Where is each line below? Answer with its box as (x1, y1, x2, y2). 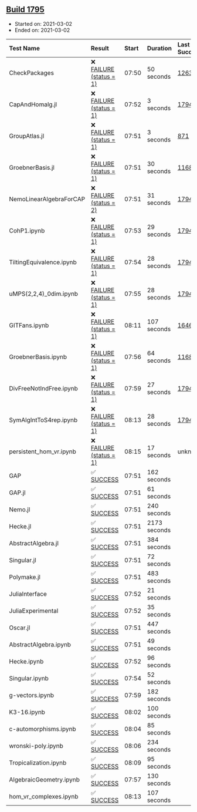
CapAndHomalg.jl (9, 100, 57, 108)
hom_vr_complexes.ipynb (9, 792, 79, 800)
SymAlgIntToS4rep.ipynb (9, 416, 78, 424)
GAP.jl (9, 488, 26, 497)
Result (90, 44, 110, 52)
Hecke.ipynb (9, 657, 44, 665)
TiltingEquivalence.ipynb (9, 258, 77, 266)
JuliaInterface (9, 589, 47, 598)
